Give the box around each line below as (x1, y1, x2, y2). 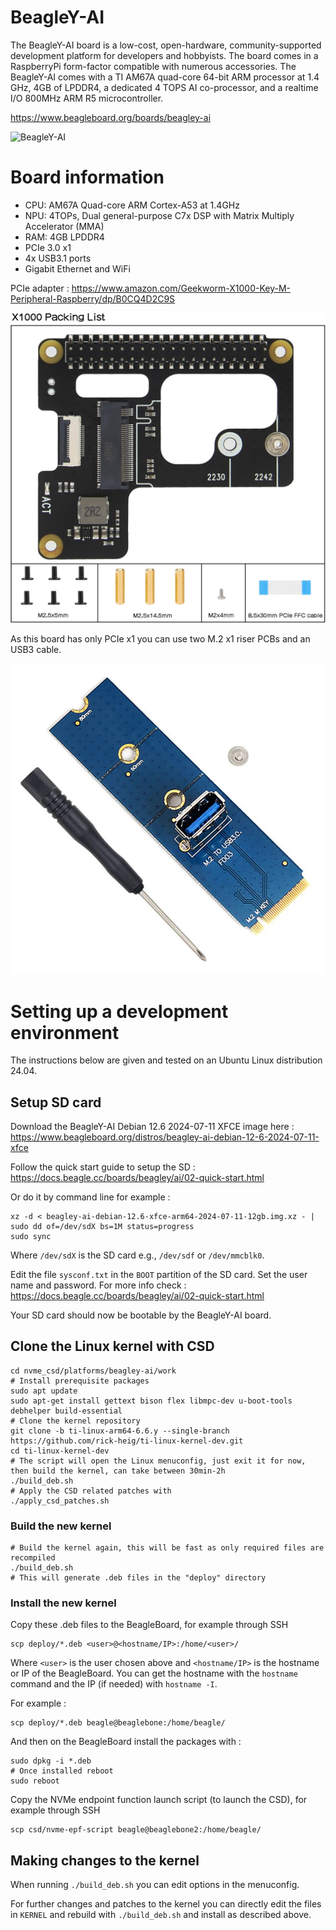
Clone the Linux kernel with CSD (10, 1338, 215, 1355)
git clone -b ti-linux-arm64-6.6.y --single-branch (10, 1426, 230, 1436)
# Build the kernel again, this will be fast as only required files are (10, 1543, 325, 1553)
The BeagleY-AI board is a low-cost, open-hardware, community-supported (10, 39, 322, 51)
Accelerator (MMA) (24, 220, 105, 232)
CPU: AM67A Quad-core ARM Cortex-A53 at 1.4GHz (24, 199, 240, 211)
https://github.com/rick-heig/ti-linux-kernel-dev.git (10, 1436, 244, 1446)
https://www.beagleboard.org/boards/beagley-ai (10, 111, 212, 123)
